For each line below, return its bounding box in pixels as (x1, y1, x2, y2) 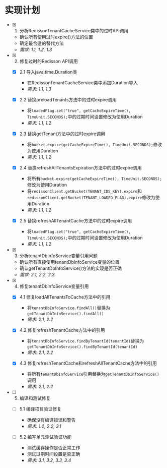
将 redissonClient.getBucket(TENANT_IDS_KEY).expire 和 (27, 188, 142, 194)
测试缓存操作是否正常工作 (27, 444, 80, 450)
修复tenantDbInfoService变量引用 (19, 283, 89, 289)
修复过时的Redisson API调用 (19, 58, 78, 64)
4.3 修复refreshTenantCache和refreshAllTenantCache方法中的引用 (19, 360, 157, 366)
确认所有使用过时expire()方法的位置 (19, 34, 94, 40)
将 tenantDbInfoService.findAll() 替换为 (27, 305, 110, 311)
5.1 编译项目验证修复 (19, 406, 61, 412)
